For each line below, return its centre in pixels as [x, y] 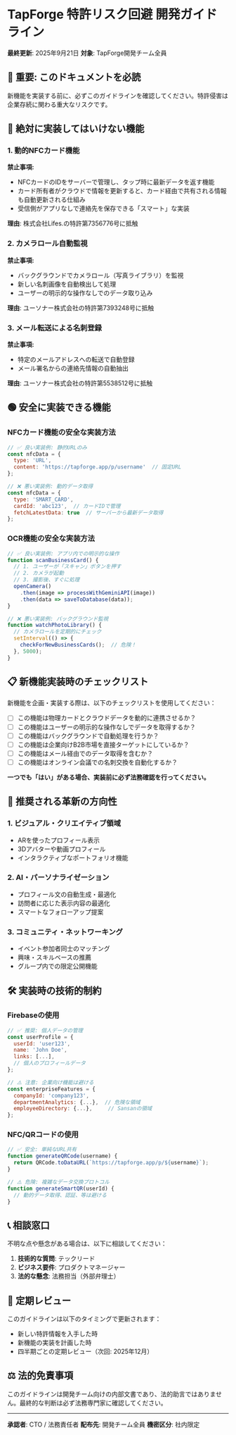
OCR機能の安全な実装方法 [51, 538]
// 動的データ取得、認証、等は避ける [60, 1195]
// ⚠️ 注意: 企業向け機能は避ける [51, 1082]
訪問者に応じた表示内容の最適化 [64, 903]
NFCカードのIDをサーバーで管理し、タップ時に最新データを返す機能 [116, 182]
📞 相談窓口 [29, 1225]
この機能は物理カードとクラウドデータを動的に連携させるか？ [107, 718]
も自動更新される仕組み [51, 200]
